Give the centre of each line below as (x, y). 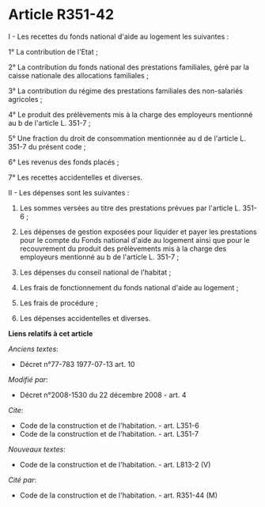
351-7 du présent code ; (47, 146)
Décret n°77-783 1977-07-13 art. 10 (77, 364)
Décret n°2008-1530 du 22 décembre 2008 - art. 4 (103, 395)
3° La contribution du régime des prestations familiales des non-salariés (126, 91)
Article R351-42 (61, 15)
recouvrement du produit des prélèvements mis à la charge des (123, 248)
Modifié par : (28, 379)
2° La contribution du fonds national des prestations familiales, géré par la (129, 67)
